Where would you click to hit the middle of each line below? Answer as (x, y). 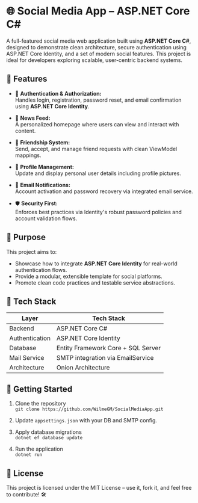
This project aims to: (32, 251)
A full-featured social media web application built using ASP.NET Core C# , (99, 41)
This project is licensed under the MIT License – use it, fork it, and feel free (99, 488)
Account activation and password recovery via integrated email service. (104, 191)
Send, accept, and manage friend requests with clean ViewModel (96, 149)
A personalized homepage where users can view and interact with (97, 124)
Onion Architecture (83, 368)
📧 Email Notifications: (43, 185)
